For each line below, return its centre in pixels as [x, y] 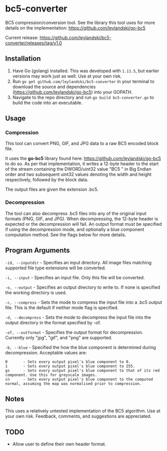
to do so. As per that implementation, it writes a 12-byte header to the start [82, 164]
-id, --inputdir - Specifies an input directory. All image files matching [78, 262]
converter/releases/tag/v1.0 [34, 43]
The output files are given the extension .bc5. [52, 189]
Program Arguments [37, 251]
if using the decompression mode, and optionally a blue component [75, 229]
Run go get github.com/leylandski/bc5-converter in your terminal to [83, 81]
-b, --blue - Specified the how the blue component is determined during [80, 347]
